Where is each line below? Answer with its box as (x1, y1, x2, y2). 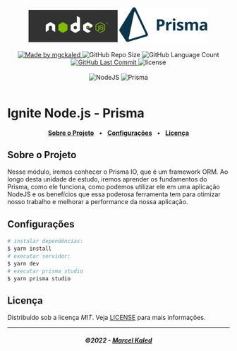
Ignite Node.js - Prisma (7, 105, 145, 121)
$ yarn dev (7, 260, 39, 267)
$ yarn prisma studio (7, 275, 71, 282)
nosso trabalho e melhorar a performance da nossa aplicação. (7, 198, 188, 206)
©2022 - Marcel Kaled (85, 335, 152, 345)
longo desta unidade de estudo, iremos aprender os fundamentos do (7, 175, 207, 184)
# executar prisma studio (7, 268, 83, 275)
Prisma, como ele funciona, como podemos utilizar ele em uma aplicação (7, 183, 220, 191)
